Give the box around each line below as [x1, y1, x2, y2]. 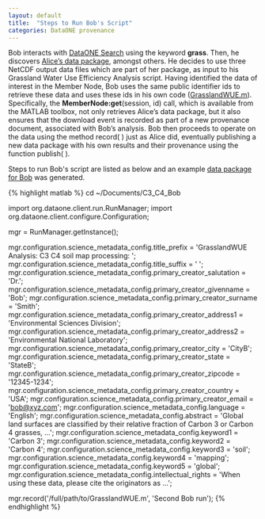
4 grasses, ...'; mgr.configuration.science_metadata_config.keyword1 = [8, 428, 239, 437]
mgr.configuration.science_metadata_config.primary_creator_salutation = [8, 268, 247, 277]
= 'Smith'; [8, 302, 40, 311]
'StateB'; [8, 361, 36, 370]
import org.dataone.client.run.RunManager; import [8, 204, 172, 213]
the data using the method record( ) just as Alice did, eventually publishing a [8, 132, 257, 142]
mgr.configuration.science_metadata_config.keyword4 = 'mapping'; [8, 453, 229, 463]
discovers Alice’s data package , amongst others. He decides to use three [8, 56, 247, 66]
